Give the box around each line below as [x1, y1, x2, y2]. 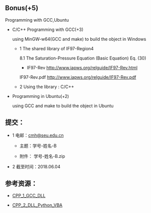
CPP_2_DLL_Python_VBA [12, 202, 63, 208]
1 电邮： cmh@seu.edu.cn [12, 132, 64, 138]
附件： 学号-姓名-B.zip [19, 153, 65, 159]
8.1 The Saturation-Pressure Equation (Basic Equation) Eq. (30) [19, 55, 147, 61]
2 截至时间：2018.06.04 [12, 163, 60, 169]
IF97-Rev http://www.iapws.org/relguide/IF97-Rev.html [26, 64, 138, 70]
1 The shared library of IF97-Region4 [19, 45, 94, 51]
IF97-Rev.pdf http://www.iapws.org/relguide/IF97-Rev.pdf [19, 74, 136, 80]
